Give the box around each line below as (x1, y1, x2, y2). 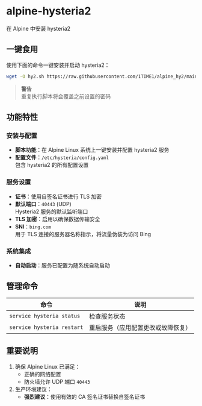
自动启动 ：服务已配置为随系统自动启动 (14, 261, 110, 269)
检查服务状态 (89, 312, 126, 320)
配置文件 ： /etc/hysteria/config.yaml (14, 154, 109, 161)
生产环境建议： (14, 386, 52, 393)
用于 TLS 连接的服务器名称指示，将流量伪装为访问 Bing (14, 230, 151, 237)
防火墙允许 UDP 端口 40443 (23, 378, 90, 385)
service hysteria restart (9, 323, 84, 331)
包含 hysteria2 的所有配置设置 (14, 161, 89, 169)
